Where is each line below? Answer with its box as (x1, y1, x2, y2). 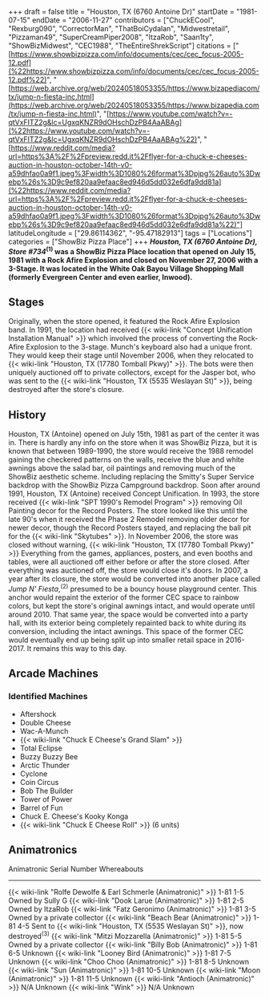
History (8, 408, 46, 422)
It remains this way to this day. (26, 643, 127, 653)
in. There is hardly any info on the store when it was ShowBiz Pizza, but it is (8, 438, 258, 447)
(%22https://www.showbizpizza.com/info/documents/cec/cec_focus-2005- (8, 67, 259, 75)
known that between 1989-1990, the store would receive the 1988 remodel (8, 447, 254, 456)
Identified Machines (8, 691, 88, 702)
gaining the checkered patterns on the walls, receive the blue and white (8, 455, 244, 464)
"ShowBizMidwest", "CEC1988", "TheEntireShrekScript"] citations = (8, 41, 232, 51)
